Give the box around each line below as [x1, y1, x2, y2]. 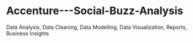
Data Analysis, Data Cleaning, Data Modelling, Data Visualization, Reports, [6, 24, 187, 31]
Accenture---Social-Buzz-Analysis [6, 4, 183, 18]
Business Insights [6, 29, 49, 37]
